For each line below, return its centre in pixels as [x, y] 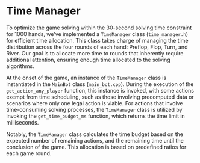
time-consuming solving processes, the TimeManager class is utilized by [94, 109]
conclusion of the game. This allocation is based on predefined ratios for [96, 147]
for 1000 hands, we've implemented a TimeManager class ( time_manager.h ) [97, 34]
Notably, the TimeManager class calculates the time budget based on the [95, 134]
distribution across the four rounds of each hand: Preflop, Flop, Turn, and [97, 47]
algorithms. [20, 66]
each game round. [29, 153]
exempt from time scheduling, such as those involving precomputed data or [100, 97]
